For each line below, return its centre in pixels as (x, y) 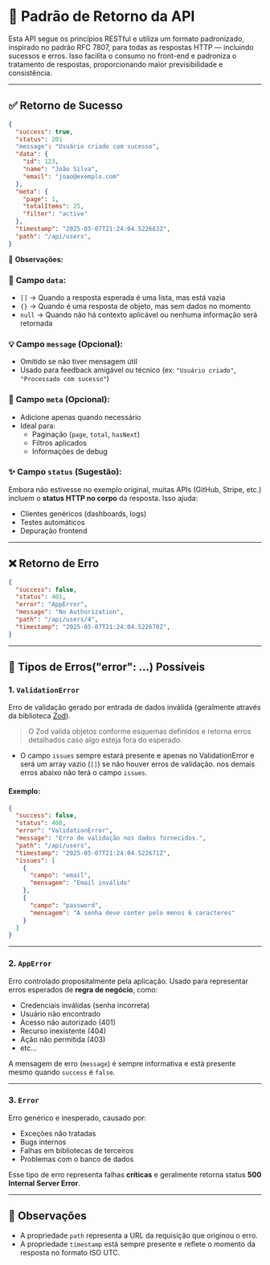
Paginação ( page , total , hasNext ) (86, 434)
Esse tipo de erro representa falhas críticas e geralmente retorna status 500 (135, 1174)
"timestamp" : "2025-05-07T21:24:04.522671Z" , (93, 853)
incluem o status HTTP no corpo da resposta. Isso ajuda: (103, 498)
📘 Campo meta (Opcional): (59, 400)
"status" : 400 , (41, 823)
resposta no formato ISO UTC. (70, 1252)
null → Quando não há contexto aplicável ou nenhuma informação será (139, 314)
